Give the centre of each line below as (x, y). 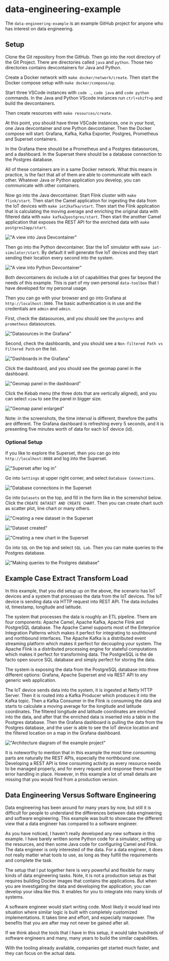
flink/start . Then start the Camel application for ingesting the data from (81, 200)
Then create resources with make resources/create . (59, 113)
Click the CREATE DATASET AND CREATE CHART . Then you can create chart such (84, 503)
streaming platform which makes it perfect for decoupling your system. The (83, 644)
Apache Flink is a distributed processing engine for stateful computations (81, 649)
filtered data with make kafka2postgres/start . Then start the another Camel (83, 216)
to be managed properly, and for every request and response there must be (83, 768)
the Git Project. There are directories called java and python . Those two (79, 62)
